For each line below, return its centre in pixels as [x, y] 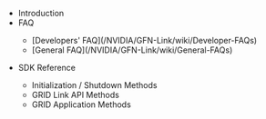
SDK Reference [46, 68]
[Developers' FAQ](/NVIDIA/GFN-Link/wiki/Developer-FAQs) [144, 40]
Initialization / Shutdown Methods [94, 85]
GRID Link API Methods [76, 95]
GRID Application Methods [82, 104]
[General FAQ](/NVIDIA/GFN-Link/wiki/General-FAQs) [132, 50]
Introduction [41, 13]
